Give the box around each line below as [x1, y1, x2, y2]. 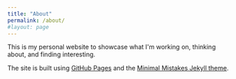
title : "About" [7, 10, 53, 18]
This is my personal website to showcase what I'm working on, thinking [7, 43, 216, 51]
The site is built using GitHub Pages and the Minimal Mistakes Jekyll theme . [7, 64, 229, 73]
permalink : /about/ [7, 17, 65, 24]
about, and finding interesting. [7, 50, 96, 59]
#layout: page [7, 23, 50, 30]
